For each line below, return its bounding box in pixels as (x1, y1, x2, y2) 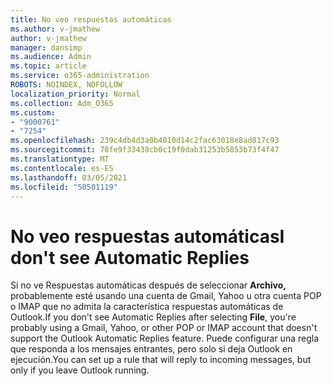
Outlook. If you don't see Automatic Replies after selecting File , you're (10, 311, 297, 323)
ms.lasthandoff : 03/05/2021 (10, 172, 128, 183)
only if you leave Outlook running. (10, 364, 150, 376)
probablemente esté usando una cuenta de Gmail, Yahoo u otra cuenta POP (10, 290, 322, 302)
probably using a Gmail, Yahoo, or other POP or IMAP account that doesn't (10, 322, 318, 334)
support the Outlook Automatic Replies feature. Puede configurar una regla (10, 332, 320, 345)
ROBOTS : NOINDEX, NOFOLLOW (10, 80, 123, 90)
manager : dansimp (10, 42, 83, 53)
